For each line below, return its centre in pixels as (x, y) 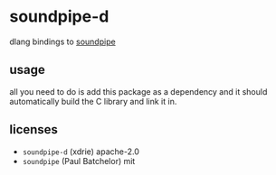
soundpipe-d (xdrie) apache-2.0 (81, 152)
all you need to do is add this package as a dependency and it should (138, 91)
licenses (34, 129)
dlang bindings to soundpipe (62, 41)
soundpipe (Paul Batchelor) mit (79, 161)
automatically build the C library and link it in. (93, 101)
